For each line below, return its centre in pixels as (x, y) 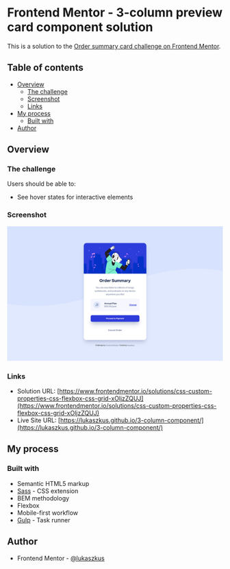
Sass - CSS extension (48, 491)
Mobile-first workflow (48, 513)
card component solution (80, 27)
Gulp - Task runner (43, 520)
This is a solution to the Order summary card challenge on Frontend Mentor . (114, 46)
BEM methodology (43, 498)
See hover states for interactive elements (75, 197)
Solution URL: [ (38, 391)
